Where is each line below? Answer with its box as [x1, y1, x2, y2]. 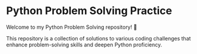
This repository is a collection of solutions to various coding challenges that [6, 35, 191, 42]
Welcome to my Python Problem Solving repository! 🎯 [6, 23, 138, 31]
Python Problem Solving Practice [6, 4, 173, 18]
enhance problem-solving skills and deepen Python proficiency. [6, 41, 163, 48]
